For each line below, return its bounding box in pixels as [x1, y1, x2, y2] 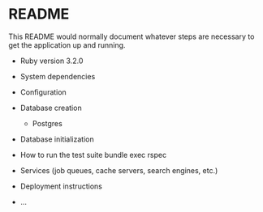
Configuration [19, 87, 67, 97]
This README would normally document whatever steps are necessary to [8, 32, 255, 41]
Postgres [32, 118, 63, 128]
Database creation [19, 103, 83, 112]
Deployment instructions [19, 181, 103, 191]
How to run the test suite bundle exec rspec [19, 150, 167, 159]
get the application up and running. [8, 40, 126, 49]
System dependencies [19, 71, 96, 81]
